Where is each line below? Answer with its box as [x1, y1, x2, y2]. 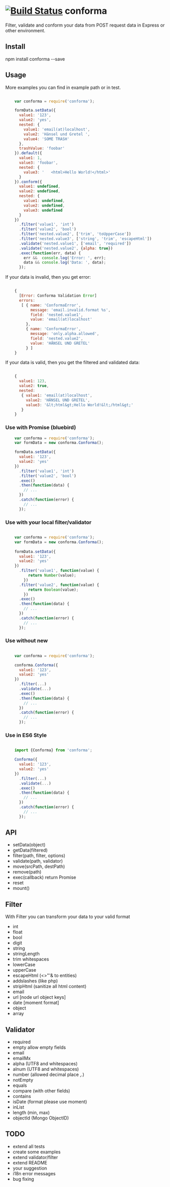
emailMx [12, 1055, 31, 1061]
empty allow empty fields [12, 1044, 66, 1050]
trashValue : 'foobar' [18, 146, 65, 151]
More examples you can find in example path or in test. [5, 84, 121, 91]
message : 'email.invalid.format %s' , [30, 307, 111, 312]
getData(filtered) [12, 847, 48, 854]
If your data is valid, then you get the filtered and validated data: [5, 360, 140, 366]
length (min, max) [12, 1110, 50, 1116]
